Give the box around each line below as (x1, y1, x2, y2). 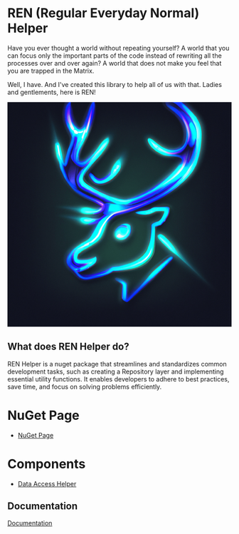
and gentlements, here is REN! (7, 88, 96, 96)
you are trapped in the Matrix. (7, 66, 95, 75)
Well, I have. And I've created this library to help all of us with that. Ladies (7, 80, 223, 88)
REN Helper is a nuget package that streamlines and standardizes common (7, 359, 228, 368)
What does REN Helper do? (7, 341, 129, 353)
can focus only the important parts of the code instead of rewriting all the (7, 51, 222, 60)
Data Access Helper (17, 479, 77, 488)
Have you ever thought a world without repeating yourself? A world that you (7, 43, 230, 52)
